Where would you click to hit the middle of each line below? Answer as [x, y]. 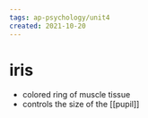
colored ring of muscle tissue [76, 95]
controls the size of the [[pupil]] [81, 105]
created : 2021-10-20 [48, 26]
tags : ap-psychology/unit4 [60, 17]
